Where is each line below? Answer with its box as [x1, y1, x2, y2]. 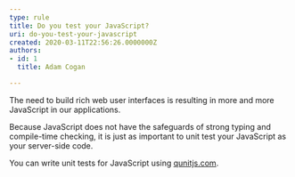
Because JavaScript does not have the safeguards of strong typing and [9, 121, 272, 132]
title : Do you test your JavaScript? [9, 21, 150, 30]
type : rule [9, 12, 50, 22]
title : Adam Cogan [17, 63, 86, 72]
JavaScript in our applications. [9, 104, 121, 115]
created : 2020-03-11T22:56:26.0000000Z [9, 37, 158, 47]
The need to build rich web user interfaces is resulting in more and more [9, 94, 275, 105]
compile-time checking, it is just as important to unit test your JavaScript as [9, 131, 287, 141]
